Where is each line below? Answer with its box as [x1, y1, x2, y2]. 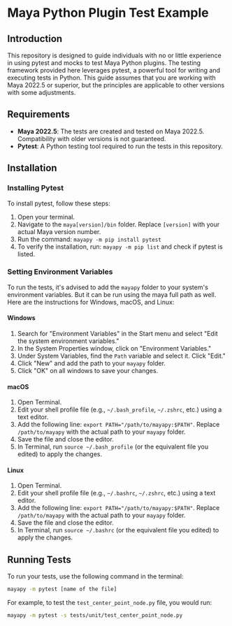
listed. [17, 249, 36, 258]
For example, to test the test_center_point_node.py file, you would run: [7, 599, 212, 607]
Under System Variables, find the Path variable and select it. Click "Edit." [17, 351, 226, 360]
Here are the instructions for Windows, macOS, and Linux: [7, 298, 175, 306]
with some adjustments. [7, 89, 76, 96]
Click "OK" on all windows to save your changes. [17, 367, 159, 374]
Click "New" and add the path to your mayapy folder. [17, 359, 166, 367]
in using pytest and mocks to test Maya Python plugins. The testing [7, 59, 201, 67]
